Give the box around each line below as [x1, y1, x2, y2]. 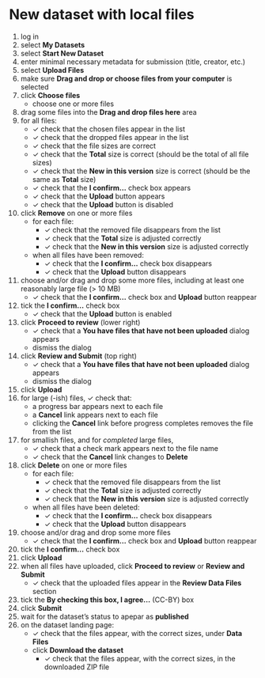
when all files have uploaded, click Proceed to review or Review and [20, 561, 245, 570]
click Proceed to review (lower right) [20, 317, 141, 327]
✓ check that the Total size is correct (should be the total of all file [32, 149, 249, 159]
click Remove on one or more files [20, 208, 133, 218]
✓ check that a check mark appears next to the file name [32, 443, 218, 453]
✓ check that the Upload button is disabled [32, 199, 173, 209]
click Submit [20, 603, 62, 612]
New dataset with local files [9, 6, 195, 24]
